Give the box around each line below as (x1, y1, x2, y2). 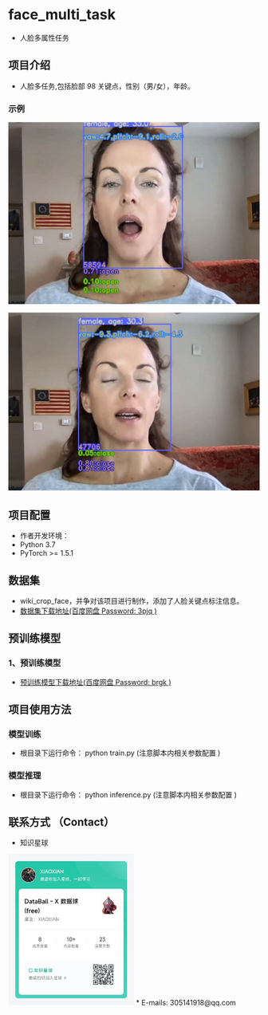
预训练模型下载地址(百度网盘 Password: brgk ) (19, 677, 171, 687)
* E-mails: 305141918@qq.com (135, 998, 237, 1008)
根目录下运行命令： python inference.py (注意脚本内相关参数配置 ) (19, 789, 238, 799)
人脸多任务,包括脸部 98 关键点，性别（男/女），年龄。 (19, 81, 195, 91)
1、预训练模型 (8, 658, 61, 669)
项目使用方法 (8, 703, 72, 717)
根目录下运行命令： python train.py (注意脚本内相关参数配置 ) (19, 748, 221, 758)
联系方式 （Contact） (8, 816, 115, 829)
